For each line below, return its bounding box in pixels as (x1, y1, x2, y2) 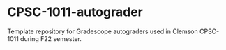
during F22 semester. (20, 34, 82, 42)
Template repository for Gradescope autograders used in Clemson (7, 27, 199, 35)
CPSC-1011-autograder (7, 4, 143, 20)
